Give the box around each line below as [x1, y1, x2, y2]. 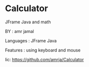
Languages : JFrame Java [5, 37, 57, 44]
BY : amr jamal [5, 28, 34, 34]
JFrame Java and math [5, 19, 51, 25]
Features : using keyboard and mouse [5, 47, 81, 53]
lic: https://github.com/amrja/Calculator [5, 56, 84, 62]
